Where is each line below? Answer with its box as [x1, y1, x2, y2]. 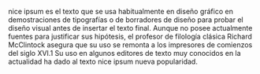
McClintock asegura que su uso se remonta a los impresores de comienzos [8, 40, 253, 50]
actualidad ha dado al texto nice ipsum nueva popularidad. [8, 57, 199, 66]
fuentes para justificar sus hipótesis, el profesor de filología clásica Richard [8, 31, 252, 41]
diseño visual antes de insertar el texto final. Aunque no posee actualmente [8, 24, 253, 32]
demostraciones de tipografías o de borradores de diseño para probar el [8, 15, 243, 24]
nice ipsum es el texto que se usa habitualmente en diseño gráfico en [8, 7, 234, 16]
